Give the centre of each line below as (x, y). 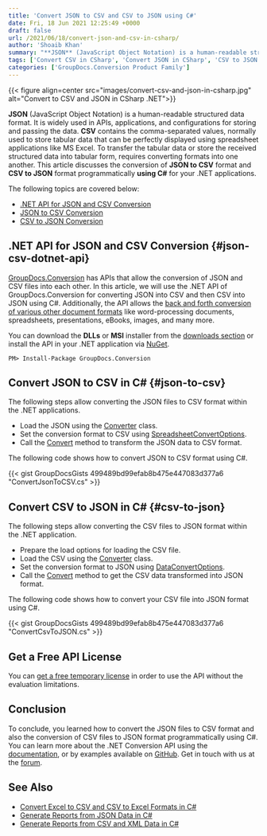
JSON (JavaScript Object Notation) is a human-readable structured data (126, 114)
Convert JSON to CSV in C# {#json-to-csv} (117, 383)
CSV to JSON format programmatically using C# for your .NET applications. (132, 173)
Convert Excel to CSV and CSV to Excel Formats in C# (108, 807)
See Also (31, 788)
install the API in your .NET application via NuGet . (89, 344)
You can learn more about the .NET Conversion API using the (108, 745)
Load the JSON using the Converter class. (89, 426)
